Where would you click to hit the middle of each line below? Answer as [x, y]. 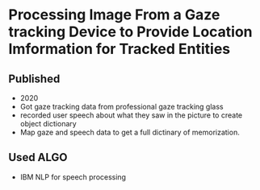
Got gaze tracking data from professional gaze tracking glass [122, 107]
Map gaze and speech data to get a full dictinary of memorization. [130, 132]
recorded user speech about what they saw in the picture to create [131, 115]
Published [34, 78]
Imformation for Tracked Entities [120, 49]
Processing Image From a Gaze [114, 15]
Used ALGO [38, 157]
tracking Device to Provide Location [130, 32]
